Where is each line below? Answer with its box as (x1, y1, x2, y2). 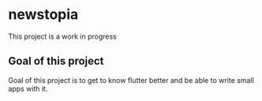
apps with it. (8, 84, 48, 93)
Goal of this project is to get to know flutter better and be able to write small (8, 75, 254, 84)
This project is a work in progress (8, 32, 117, 41)
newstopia (8, 6, 79, 24)
